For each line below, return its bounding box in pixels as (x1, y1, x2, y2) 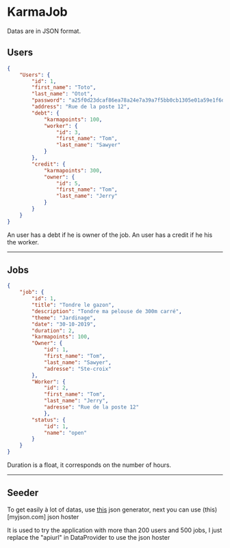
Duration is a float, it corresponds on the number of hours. (7, 461, 172, 469)
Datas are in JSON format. (7, 27, 81, 35)
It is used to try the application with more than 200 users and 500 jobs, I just (7, 526, 222, 534)
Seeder (7, 487, 39, 499)
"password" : (31, 97, 66, 104)
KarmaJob (7, 4, 68, 20)
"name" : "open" (43, 429, 88, 436)
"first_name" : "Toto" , (31, 84, 97, 91)
